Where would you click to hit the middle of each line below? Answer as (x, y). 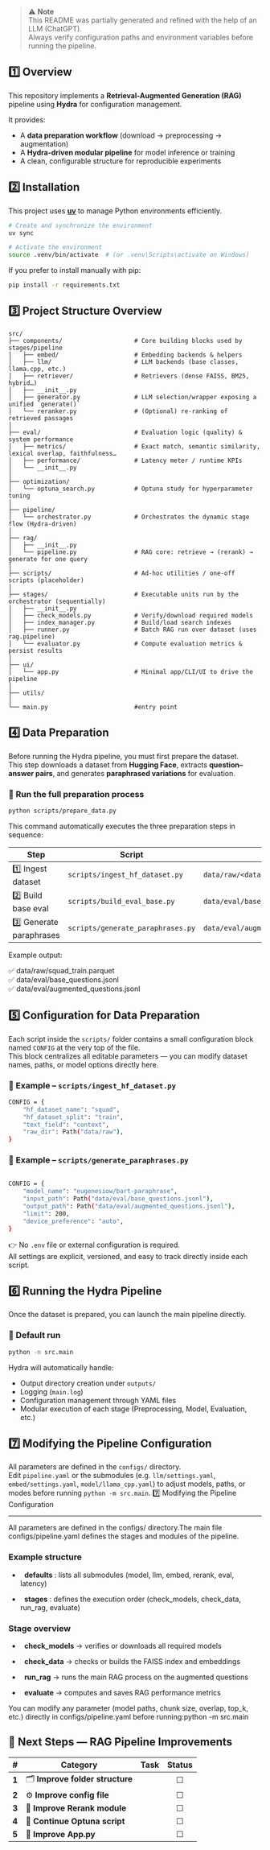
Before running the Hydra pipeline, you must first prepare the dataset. (124, 756)
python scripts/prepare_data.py (62, 811)
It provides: (27, 119)
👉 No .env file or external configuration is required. (94, 1245)
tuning (19, 496)
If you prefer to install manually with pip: (75, 270)
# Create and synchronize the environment (80, 225)
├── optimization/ (39, 481)
